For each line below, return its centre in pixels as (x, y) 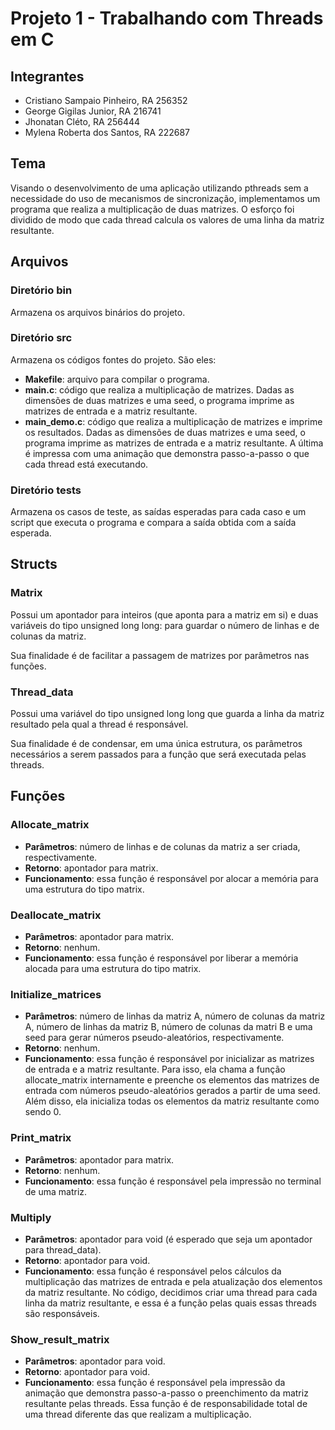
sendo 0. (43, 1112)
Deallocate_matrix (56, 915)
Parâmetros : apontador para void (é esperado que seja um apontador (168, 1239)
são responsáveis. (62, 1313)
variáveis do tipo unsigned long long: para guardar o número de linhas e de (165, 625)
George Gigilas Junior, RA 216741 (93, 111)
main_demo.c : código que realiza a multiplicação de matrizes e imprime (173, 421)
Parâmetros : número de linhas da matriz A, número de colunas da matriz (175, 1016)
